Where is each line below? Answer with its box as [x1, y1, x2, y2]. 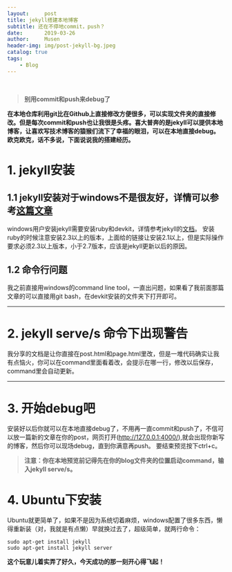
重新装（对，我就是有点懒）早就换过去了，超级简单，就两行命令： [12, 525, 201, 533]
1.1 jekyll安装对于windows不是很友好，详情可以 [7, 192, 210, 204]
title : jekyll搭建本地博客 [7, 17, 79, 24]
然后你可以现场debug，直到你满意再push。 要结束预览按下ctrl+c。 [30, 442, 222, 450]
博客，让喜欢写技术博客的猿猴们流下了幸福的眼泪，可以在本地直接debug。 [7, 127, 220, 135]
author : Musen [7, 36, 60, 43]
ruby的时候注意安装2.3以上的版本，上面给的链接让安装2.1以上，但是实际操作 [7, 233, 224, 241]
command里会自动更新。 [7, 367, 78, 376]
